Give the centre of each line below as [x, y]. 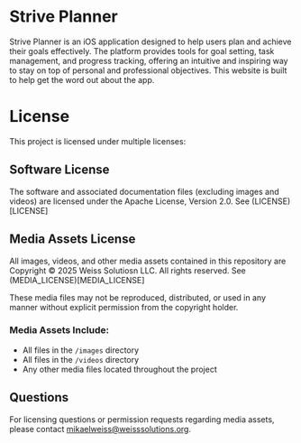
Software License [59, 170]
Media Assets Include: [59, 330]
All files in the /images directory [81, 350]
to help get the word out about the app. [82, 79]
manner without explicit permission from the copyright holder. [124, 307]
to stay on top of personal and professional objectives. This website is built [148, 70]
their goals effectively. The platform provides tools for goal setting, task [142, 51]
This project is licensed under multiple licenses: [98, 141]
